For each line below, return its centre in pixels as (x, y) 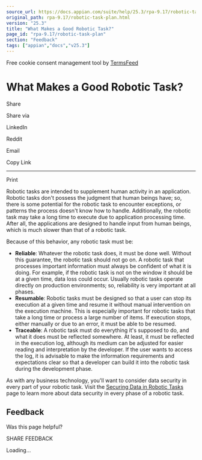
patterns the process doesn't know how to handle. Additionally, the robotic (99, 210)
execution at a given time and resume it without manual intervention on (103, 304)
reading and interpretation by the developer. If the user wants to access (103, 349)
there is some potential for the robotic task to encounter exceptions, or (94, 204)
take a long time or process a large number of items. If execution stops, (103, 317)
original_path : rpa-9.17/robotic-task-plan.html (68, 18)
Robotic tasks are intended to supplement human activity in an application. (99, 191)
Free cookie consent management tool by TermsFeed (72, 62)
